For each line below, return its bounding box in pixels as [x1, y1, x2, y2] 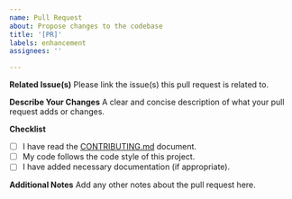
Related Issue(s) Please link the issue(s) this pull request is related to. [9, 79, 269, 90]
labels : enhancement [9, 38, 87, 48]
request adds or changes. [9, 106, 105, 117]
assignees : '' [9, 47, 63, 56]
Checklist [9, 123, 47, 135]
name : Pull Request [9, 13, 83, 23]
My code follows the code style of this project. [22, 151, 196, 162]
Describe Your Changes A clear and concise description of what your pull [9, 96, 285, 108]
